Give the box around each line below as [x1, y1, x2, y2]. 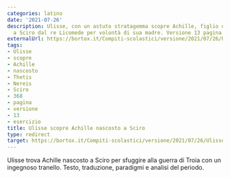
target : [7, 138, 29, 144]
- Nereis [7, 80, 32, 87]
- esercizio [7, 118, 41, 125]
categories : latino [7, 10, 63, 17]
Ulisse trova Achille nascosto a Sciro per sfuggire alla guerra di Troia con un [7, 156, 221, 164]
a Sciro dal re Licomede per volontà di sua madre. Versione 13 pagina [13, 29, 222, 36]
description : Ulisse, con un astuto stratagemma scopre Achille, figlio [7, 23, 219, 29]
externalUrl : [7, 36, 44, 42]
